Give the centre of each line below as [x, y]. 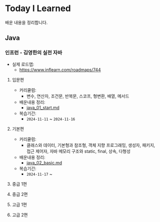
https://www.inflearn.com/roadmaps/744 [60, 70]
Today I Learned [38, 8]
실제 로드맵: [23, 64]
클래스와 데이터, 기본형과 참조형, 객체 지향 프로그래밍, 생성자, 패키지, [91, 145]
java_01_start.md [43, 108]
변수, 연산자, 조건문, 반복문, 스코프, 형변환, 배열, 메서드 [78, 96]
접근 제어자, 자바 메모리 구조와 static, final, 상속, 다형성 [78, 151]
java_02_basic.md [44, 162]
